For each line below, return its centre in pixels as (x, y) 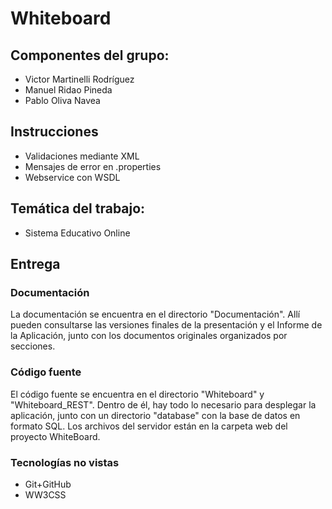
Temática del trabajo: (78, 208)
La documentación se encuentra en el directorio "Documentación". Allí (155, 314)
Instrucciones (54, 132)
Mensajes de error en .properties (93, 166)
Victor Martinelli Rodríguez (79, 79)
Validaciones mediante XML (82, 156)
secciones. (33, 346)
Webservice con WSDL (72, 177)
